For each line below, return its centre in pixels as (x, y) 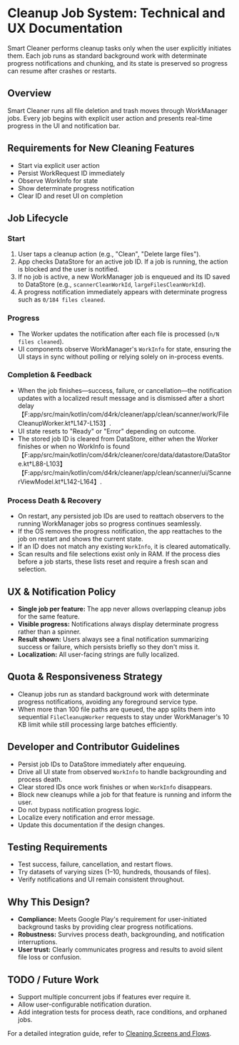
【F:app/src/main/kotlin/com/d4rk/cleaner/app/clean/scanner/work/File (123, 414)
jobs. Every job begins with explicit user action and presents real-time (110, 118)
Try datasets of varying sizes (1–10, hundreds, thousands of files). (114, 872)
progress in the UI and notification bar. (64, 126)
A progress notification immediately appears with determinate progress (122, 292)
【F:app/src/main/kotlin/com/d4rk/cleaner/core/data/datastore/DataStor (124, 454)
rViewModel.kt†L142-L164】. (60, 481)
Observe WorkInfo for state (58, 181)
